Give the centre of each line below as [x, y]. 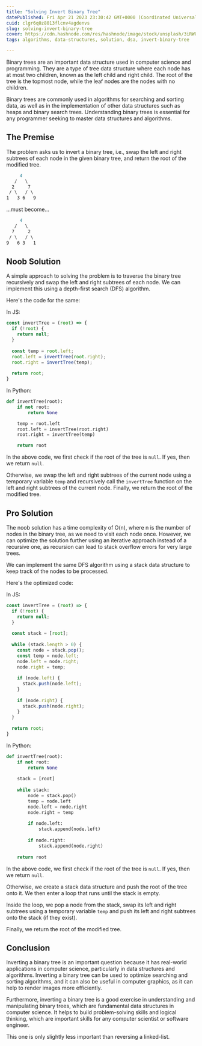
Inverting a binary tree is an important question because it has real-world [97, 962]
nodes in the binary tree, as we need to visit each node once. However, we [99, 534]
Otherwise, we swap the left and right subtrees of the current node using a [99, 475]
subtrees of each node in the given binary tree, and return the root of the [96, 158]
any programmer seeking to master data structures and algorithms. [89, 118]
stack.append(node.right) [71, 846]
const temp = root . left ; [43, 351]
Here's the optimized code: [40, 583]
